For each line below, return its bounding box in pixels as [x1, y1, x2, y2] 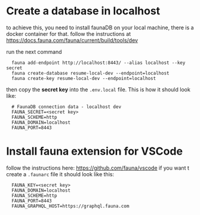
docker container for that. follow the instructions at [6, 30, 131, 37]
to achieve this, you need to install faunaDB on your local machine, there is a [6, 24, 194, 31]
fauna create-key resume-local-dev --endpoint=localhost [11, 75, 156, 81]
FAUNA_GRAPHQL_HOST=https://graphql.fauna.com [11, 203, 130, 209]
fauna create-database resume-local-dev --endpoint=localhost [11, 70, 170, 76]
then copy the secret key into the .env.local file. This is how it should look [6, 85, 191, 93]
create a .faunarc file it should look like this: [6, 170, 115, 177]
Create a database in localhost [6, 4, 161, 18]
